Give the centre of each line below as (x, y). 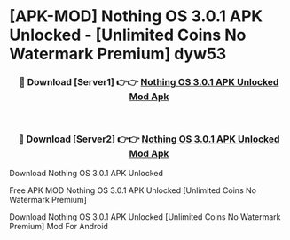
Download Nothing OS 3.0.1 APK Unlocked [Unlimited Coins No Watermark (145, 217)
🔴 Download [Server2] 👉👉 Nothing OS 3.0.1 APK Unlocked (149, 139)
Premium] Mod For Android (59, 226)
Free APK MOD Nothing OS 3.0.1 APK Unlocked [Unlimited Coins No (133, 190)
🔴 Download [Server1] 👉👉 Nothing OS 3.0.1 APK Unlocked (149, 82)
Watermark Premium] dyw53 (118, 54)
